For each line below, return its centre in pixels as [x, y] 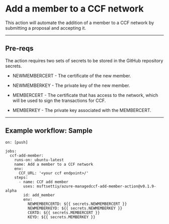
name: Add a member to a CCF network [54, 164]
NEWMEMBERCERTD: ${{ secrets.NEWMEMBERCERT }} [77, 204]
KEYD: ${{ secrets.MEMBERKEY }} [61, 217]
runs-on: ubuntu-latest [39, 160]
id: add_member [39, 195]
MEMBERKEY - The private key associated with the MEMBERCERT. [82, 110]
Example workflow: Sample [49, 131]
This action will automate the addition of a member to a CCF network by [80, 23]
